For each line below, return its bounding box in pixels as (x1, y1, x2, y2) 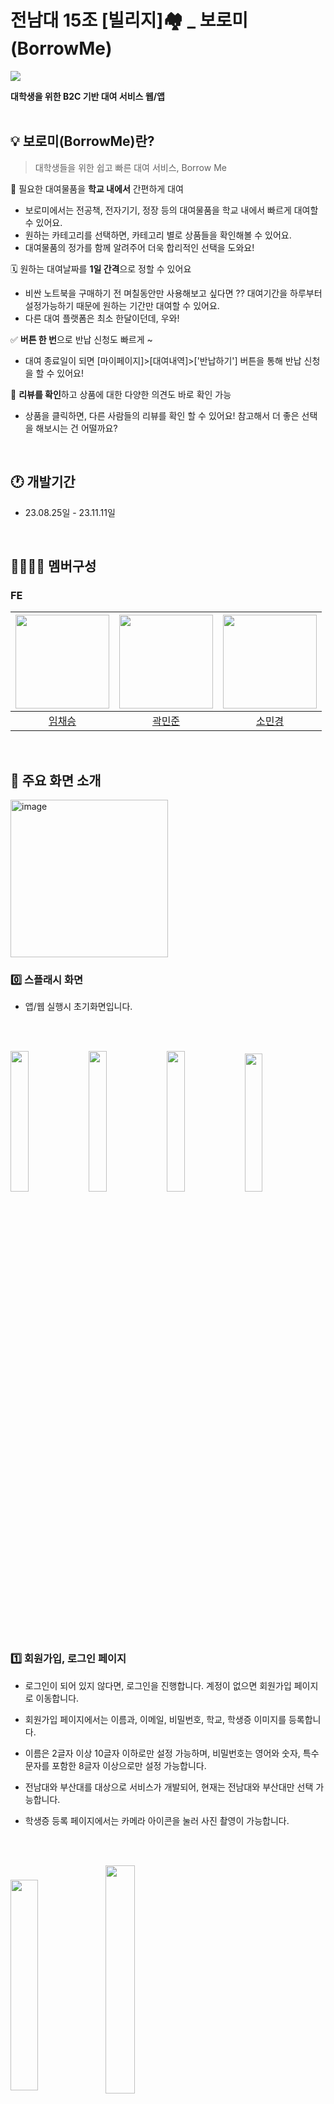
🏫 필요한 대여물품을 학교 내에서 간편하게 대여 (10, 182, 184, 195)
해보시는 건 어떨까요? (35, 422, 118, 434)
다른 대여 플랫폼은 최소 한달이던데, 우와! (24, 312, 180, 324)
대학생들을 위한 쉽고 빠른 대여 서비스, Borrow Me (34, 161, 227, 173)
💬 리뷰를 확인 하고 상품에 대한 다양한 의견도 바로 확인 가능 (10, 388, 232, 400)
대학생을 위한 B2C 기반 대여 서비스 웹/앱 (10, 90, 165, 102)
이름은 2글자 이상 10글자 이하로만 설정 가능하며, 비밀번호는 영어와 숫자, (24, 1747, 301, 1759)
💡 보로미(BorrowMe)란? (10, 133, 155, 150)
